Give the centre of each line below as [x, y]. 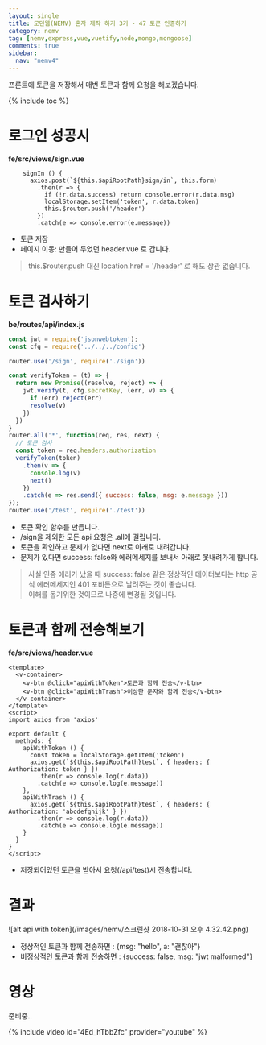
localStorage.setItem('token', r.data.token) [121, 201]
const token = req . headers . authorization [86, 451]
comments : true [34, 46]
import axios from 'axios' [53, 719]
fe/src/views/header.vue [51, 653]
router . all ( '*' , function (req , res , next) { [84, 436]
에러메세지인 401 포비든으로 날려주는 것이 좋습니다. [117, 584]
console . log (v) [55, 473]
